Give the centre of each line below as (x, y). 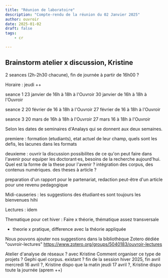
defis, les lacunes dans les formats (41, 144)
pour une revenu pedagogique (37, 184)
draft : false (19, 29)
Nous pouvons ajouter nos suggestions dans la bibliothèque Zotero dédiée (82, 239)
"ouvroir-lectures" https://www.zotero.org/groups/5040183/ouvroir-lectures (84, 244)
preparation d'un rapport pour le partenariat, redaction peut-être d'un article (84, 179)
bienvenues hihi (22, 200)
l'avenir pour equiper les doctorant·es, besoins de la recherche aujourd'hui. (83, 159)
